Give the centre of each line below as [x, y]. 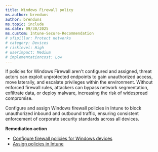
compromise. [19, 98]
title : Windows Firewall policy [39, 10]
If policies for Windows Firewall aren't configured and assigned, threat [78, 71]
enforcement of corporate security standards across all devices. [72, 119]
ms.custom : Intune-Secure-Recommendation [50, 33]
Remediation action [26, 129]
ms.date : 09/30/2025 [27, 29]
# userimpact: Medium [28, 52]
